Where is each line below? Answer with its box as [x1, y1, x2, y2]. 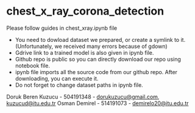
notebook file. [15, 62, 51, 69]
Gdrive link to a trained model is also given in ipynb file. [15, 49, 154, 56]
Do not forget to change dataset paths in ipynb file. [15, 81, 143, 89]
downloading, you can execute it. [15, 75, 99, 82]
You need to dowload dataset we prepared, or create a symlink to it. [15, 36, 186, 43]
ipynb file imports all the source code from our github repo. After [15, 68, 178, 75]
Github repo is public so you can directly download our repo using [15, 55, 182, 63]
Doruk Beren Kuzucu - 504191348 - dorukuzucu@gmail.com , [6, 93, 160, 100]
